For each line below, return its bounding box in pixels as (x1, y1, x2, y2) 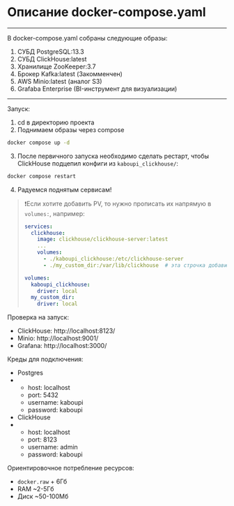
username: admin (27, 443, 78, 451)
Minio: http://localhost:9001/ (17, 334, 99, 342)
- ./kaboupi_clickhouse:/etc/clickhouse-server (42, 256, 184, 263)
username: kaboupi (27, 398, 84, 407)
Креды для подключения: (7, 355, 84, 363)
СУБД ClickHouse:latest (17, 55, 87, 63)
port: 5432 (27, 391, 59, 399)
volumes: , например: (24, 209, 85, 217)
